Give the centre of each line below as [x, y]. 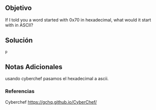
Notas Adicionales [34, 67]
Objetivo [18, 8]
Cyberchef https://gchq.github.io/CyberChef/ [51, 102]
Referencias [20, 91]
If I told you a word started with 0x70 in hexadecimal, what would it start [78, 20]
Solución [19, 40]
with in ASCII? [19, 25]
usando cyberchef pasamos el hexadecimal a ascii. [57, 79]
